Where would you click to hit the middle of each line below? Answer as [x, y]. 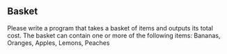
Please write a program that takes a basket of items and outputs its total [110, 28]
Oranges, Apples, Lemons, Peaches [58, 43]
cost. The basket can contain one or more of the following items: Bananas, [114, 35]
